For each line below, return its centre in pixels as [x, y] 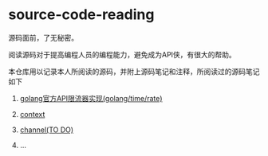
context [32, 114]
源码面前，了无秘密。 [43, 37]
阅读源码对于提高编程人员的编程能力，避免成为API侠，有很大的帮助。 [122, 54]
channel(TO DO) [47, 130]
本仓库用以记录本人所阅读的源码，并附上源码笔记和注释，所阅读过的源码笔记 [134, 71]
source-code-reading [81, 15]
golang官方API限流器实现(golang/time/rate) [91, 98]
